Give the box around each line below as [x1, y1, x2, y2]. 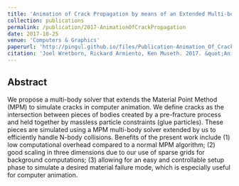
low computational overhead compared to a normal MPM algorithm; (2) [7, 140, 216, 149]
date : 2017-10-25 [7, 30, 59, 38]
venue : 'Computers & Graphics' [7, 37, 100, 44]
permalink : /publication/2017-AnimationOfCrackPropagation [7, 23, 186, 31]
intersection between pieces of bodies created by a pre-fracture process [7, 110, 222, 119]
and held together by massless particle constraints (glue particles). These [7, 118, 224, 126]
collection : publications [7, 17, 84, 24]
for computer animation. [7, 170, 78, 179]
